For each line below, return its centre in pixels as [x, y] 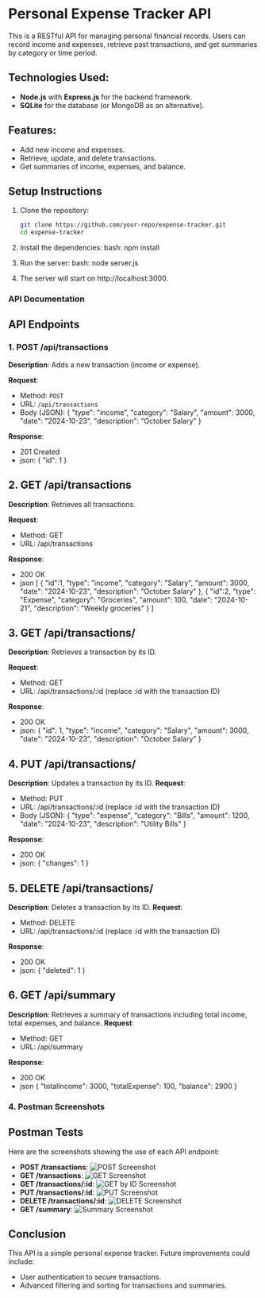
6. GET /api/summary [62, 996]
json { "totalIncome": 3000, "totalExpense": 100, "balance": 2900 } [129, 1086]
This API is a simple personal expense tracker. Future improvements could [129, 1253]
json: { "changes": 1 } [54, 863]
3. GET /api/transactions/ [72, 633]
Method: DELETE [47, 922]
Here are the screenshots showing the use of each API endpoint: [114, 1151]
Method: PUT [41, 799]
